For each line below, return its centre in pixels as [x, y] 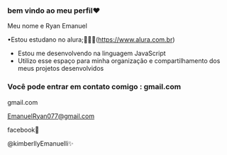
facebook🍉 [23, 130]
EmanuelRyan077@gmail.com [51, 116]
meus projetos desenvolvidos [61, 69]
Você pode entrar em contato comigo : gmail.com [94, 87]
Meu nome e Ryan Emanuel [47, 26]
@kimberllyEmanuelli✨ [40, 143]
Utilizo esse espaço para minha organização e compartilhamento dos [119, 61]
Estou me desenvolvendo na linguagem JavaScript [92, 53]
